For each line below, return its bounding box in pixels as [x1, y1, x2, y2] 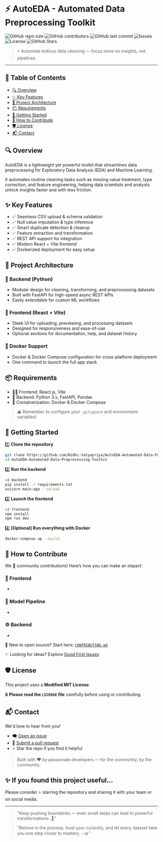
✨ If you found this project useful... [5, 776, 113, 784]
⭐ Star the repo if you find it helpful [12, 746, 82, 751]
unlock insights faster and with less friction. [5, 187, 92, 192]
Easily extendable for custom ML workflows [12, 297, 100, 303]
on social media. [5, 796, 38, 802]
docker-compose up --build [5, 536, 60, 542]
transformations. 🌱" [16, 816, 56, 822]
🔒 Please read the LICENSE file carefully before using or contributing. [5, 692, 142, 697]
